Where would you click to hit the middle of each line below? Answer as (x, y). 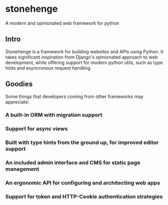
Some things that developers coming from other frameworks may (74, 96)
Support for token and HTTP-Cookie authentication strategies (84, 197)
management (22, 169)
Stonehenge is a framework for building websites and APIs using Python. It (85, 51)
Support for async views (37, 129)
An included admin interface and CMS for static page (73, 163)
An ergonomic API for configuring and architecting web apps (83, 183)
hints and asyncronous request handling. (49, 68)
